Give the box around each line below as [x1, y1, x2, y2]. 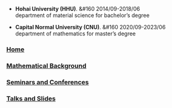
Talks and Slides [6, 94, 56, 103]
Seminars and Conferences [6, 77, 90, 86]
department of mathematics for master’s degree [15, 30, 136, 37]
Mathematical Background [6, 61, 87, 70]
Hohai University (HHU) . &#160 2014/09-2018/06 [15, 5, 140, 12]
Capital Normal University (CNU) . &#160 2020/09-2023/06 [15, 24, 166, 31]
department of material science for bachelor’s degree [15, 12, 150, 19]
